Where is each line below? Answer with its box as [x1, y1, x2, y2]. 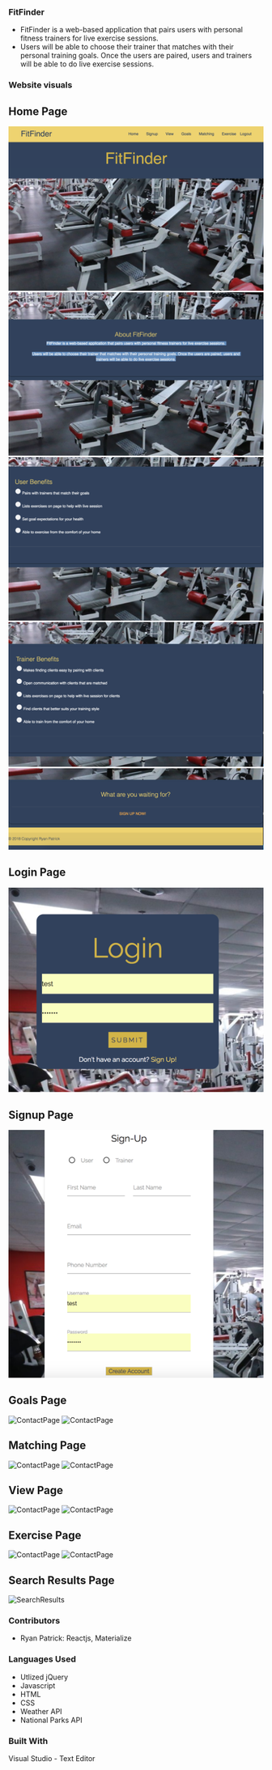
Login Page [8, 865, 66, 880]
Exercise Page [8, 1528, 82, 1542]
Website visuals [8, 79, 73, 91]
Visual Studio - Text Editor [8, 1753, 96, 1763]
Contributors [8, 1615, 61, 1626]
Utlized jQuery [19, 1672, 69, 1682]
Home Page [8, 104, 68, 118]
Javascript [19, 1680, 56, 1690]
